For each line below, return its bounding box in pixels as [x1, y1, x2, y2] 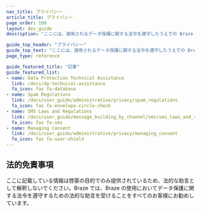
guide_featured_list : [6, 69, 60, 75]
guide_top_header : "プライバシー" [6, 42, 87, 48]
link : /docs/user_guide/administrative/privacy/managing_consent [11, 131, 178, 137]
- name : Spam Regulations [6, 92, 71, 98]
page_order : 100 [6, 20, 47, 26]
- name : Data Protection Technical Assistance [6, 75, 124, 81]
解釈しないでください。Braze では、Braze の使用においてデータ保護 [16, 184, 184, 192]
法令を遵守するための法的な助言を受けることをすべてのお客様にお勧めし [16, 192, 194, 199]
